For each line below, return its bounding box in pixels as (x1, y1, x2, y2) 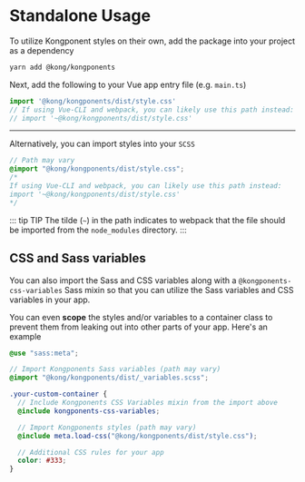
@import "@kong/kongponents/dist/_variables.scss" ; (9, 373, 209, 382)
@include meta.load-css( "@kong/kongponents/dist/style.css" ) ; (17, 431, 258, 440)
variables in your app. (9, 294, 91, 305)
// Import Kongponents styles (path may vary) (17, 423, 197, 432)
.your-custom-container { (9, 389, 107, 399)
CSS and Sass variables (9, 251, 147, 266)
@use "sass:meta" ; (9, 349, 79, 358)
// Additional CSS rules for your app (17, 448, 165, 457)
